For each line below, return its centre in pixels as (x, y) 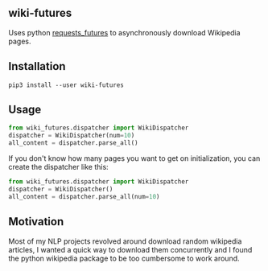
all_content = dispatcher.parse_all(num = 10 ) (84, 196)
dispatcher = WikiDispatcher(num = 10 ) (72, 136)
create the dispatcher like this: (58, 167)
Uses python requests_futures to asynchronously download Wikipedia (124, 32)
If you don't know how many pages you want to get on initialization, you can (134, 158)
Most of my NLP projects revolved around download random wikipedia (125, 241)
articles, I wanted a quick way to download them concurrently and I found (130, 249)
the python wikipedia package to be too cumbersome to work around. (124, 258)
